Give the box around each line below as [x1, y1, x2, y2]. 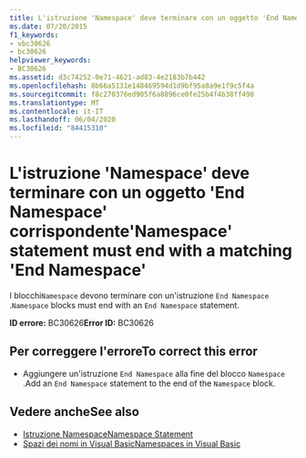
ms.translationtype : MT [9, 98, 100, 108]
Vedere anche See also [9, 404, 139, 420]
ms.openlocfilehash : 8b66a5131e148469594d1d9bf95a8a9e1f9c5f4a [9, 81, 255, 90]
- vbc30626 [9, 38, 51, 48]
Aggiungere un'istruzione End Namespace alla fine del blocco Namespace [22, 368, 285, 379]
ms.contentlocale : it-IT [9, 107, 104, 116]
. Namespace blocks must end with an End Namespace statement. [9, 299, 240, 310]
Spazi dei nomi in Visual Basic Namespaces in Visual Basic [22, 438, 241, 449]
